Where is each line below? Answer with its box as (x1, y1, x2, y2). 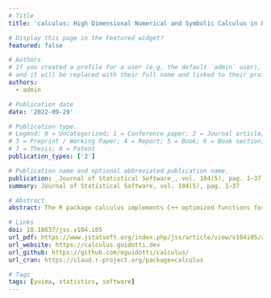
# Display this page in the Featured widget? (8, 34, 164, 42)
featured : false (8, 41, 63, 49)
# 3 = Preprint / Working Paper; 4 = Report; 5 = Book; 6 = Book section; (8, 138, 265, 146)
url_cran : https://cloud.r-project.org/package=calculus (8, 255, 204, 264)
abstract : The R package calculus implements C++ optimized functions (8, 204, 251, 212)
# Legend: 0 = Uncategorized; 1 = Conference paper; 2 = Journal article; (8, 130, 265, 138)
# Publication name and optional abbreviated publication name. (8, 167, 229, 175)
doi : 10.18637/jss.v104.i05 (8, 226, 103, 234)
